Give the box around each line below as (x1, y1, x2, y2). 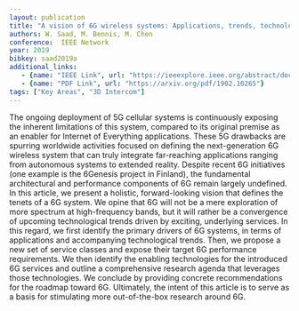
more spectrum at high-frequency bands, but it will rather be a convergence (9, 206, 288, 217)
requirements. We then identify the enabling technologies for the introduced (9, 253, 287, 264)
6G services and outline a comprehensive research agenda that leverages (9, 263, 280, 274)
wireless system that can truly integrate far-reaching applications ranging (9, 149, 279, 160)
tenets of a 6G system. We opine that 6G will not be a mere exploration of (9, 196, 279, 207)
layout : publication (9, 12, 86, 22)
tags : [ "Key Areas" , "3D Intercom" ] (9, 87, 145, 96)
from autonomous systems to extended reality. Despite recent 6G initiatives (9, 159, 286, 170)
